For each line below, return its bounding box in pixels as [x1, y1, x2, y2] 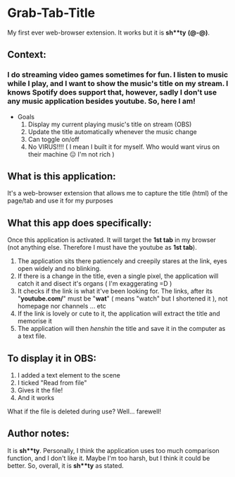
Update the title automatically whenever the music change [27, 127, 197, 135]
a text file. [17, 332, 47, 340]
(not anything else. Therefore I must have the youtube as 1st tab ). [7, 243, 197, 252]
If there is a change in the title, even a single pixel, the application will [17, 272, 219, 280]
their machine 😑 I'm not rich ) [27, 150, 115, 158]
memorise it [17, 317, 53, 325]
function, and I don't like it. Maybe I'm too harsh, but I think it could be [7, 454, 210, 462]
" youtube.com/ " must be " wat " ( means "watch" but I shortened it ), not [17, 294, 228, 303]
